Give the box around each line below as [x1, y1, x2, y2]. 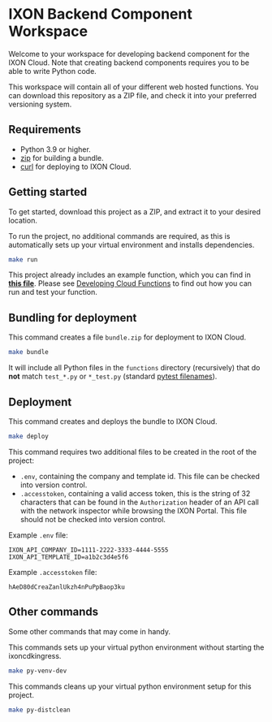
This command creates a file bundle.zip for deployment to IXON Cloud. [8, 332, 247, 342]
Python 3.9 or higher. [19, 144, 91, 154]
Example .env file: [8, 530, 68, 540]
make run [8, 255, 38, 264]
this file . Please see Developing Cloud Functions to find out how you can [8, 279, 253, 288]
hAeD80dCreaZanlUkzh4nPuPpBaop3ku [8, 582, 126, 591]
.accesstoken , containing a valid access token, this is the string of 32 [19, 488, 251, 498]
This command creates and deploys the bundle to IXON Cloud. [8, 416, 218, 426]
